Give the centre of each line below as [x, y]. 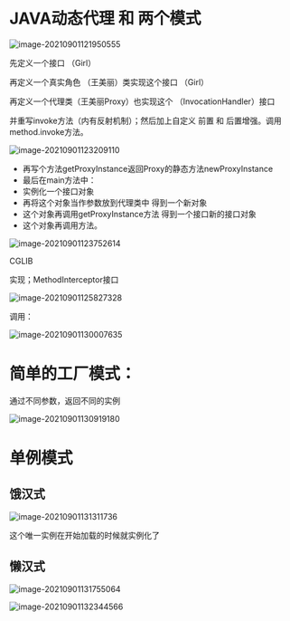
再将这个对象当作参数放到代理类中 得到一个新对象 [115, 202]
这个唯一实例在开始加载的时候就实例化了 [84, 535]
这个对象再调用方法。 [62, 225]
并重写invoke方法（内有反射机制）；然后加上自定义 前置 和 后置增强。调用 [145, 120]
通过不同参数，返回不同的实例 [65, 400]
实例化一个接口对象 [58, 191]
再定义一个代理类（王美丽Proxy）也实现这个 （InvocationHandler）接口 [142, 101]
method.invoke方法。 [49, 131]
